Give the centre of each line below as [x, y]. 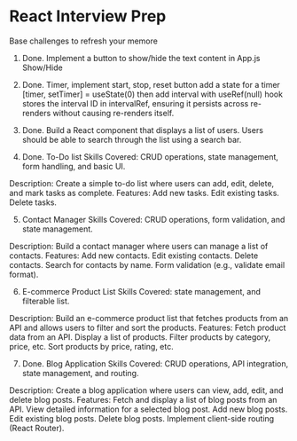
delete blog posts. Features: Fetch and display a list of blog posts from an [143, 399]
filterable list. [46, 301]
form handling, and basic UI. [74, 166]
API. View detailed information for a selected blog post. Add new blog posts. [148, 409]
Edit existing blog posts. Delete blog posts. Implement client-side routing [142, 418]
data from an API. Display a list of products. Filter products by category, [140, 337]
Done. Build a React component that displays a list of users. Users [143, 130]
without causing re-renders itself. [113, 113]
